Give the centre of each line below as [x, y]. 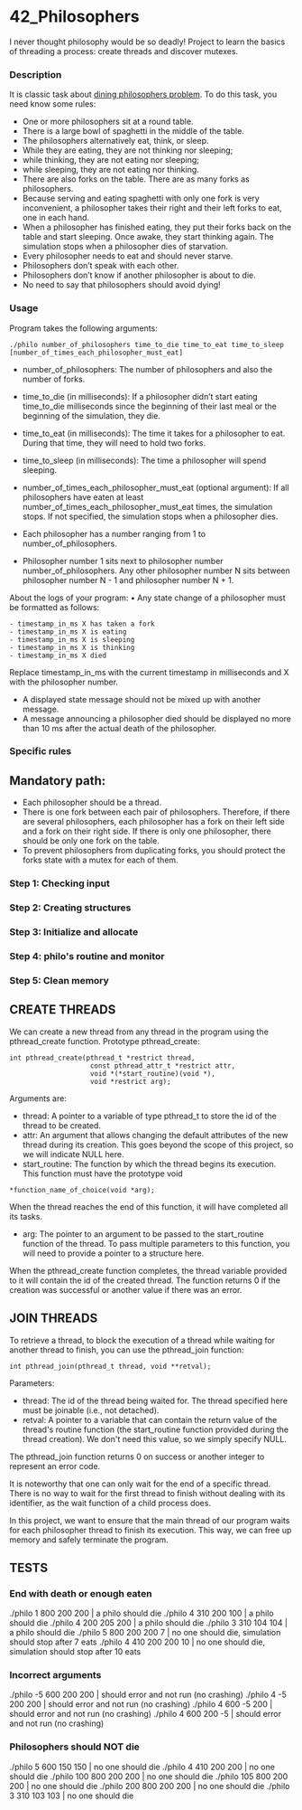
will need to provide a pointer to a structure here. [113, 1253]
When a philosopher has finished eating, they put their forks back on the [157, 227]
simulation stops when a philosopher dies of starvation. [125, 247]
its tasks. [26, 1216]
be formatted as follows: [55, 607]
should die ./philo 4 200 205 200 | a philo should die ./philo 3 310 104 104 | [149, 1623]
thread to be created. [62, 1125]
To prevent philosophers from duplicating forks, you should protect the [154, 851]
